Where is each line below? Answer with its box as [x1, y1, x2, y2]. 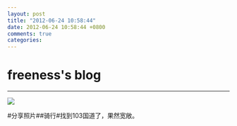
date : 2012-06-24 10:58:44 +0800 [7, 23, 106, 30]
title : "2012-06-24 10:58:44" [7, 17, 97, 24]
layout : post [7, 10, 46, 18]
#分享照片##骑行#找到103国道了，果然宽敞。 [7, 111, 139, 120]
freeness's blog [7, 67, 102, 84]
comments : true [7, 30, 52, 38]
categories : [7, 37, 42, 44]
